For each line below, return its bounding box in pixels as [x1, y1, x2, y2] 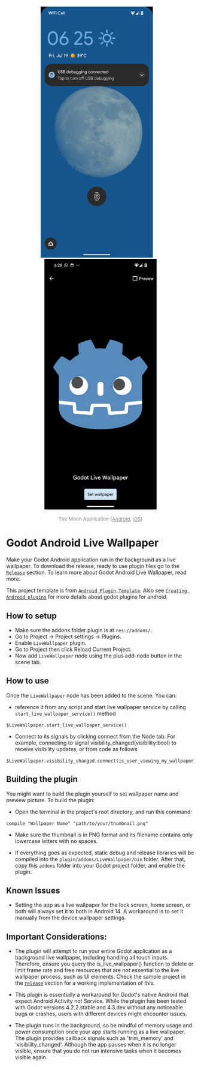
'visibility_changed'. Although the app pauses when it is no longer [14, 1041, 176, 1048]
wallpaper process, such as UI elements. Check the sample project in [14, 973, 186, 981]
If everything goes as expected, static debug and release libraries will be [14, 849, 194, 856]
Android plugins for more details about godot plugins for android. [6, 593, 168, 600]
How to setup [6, 611, 57, 621]
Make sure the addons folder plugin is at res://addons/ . [14, 627, 153, 633]
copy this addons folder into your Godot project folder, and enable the [14, 862, 185, 869]
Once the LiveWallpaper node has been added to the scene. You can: [6, 692, 177, 699]
